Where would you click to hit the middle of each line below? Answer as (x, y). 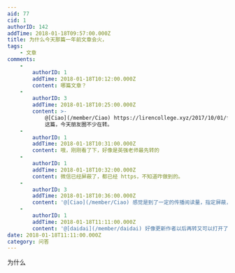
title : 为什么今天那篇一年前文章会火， (57, 40)
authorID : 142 (28, 27)
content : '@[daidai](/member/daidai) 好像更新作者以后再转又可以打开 (128, 228)
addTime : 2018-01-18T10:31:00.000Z (84, 144)
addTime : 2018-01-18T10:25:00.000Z (84, 105)
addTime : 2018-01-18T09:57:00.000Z (59, 33)
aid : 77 (19, 14)
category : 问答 (28, 241)
